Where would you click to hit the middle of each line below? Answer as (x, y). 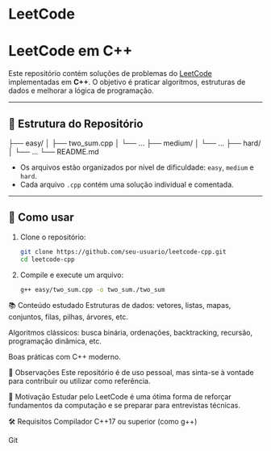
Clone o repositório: (53, 237)
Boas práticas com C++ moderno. (65, 357)
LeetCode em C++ (71, 51)
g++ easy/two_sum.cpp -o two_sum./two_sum (92, 289)
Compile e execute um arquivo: (72, 275)
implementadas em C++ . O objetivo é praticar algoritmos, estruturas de (127, 82)
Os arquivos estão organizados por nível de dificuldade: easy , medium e (137, 167)
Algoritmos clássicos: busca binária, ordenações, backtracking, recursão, (130, 333)
